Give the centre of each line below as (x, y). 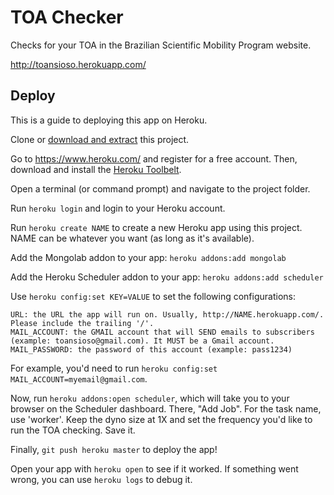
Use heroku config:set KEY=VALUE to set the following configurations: (153, 296)
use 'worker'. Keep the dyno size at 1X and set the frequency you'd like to (161, 419)
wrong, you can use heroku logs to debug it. (101, 479)
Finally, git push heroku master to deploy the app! (114, 449)
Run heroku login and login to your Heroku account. (118, 208)
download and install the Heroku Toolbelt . (96, 169)
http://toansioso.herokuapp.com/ (78, 64)
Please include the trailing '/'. (82, 323)
